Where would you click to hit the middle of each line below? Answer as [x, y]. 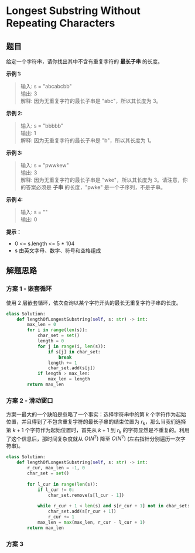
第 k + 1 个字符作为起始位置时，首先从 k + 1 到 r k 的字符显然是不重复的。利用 [98, 431]
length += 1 [62, 363]
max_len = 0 [42, 325]
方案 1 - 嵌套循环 [29, 289]
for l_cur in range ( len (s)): [63, 484]
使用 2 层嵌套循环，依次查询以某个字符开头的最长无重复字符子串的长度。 [94, 303]
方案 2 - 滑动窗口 [30, 400]
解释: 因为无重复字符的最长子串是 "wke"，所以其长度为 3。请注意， [102, 180]
